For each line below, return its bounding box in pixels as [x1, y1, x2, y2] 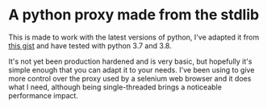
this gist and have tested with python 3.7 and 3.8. [8, 40, 172, 50]
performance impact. [8, 90, 79, 100]
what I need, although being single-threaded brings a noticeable [8, 82, 222, 92]
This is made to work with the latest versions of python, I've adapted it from [8, 32, 260, 42]
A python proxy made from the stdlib [8, 6, 260, 24]
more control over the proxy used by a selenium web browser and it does [8, 73, 252, 83]
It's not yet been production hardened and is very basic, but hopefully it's [8, 56, 252, 66]
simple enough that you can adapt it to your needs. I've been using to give [8, 64, 255, 74]
